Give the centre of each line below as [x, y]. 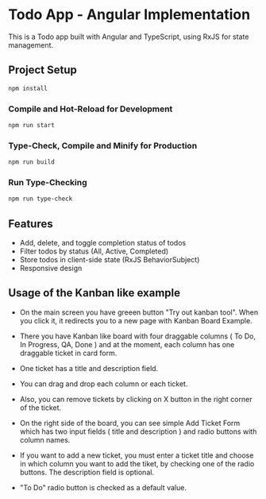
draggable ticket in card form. [68, 353]
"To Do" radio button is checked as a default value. [103, 487]
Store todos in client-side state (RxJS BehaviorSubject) [110, 259]
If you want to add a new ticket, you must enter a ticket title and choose [137, 455]
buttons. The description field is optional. [87, 472]
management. [31, 44]
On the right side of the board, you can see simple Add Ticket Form [130, 423]
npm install [28, 88]
